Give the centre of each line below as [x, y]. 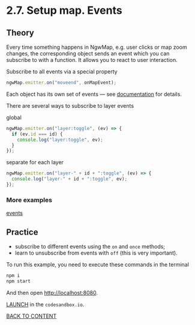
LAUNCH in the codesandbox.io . [45, 304]
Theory [20, 33]
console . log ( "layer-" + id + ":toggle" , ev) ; [70, 179]
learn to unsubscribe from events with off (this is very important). [96, 253]
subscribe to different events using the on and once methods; [90, 246]
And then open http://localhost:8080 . [52, 292]
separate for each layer [35, 162]
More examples [29, 200]
